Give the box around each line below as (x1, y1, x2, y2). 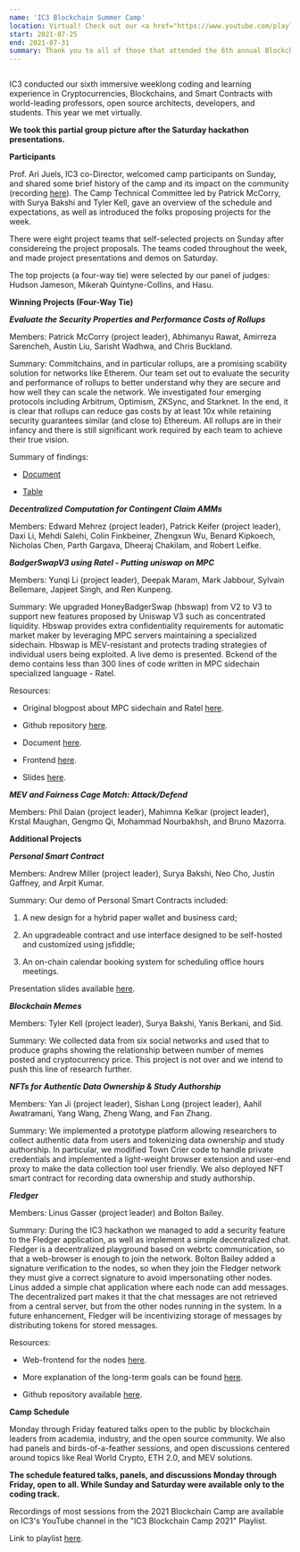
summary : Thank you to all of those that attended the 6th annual (9, 47, 262, 55)
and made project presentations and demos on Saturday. (9, 252, 219, 264)
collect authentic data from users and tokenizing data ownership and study (9, 1135, 286, 1146)
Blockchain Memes (9, 1001, 82, 1012)
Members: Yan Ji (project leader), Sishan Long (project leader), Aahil (9, 1098, 262, 1109)
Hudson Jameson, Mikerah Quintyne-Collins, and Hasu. (9, 279, 214, 291)
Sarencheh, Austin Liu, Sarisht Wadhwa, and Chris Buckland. (9, 341, 233, 352)
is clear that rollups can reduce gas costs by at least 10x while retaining (9, 406, 272, 417)
